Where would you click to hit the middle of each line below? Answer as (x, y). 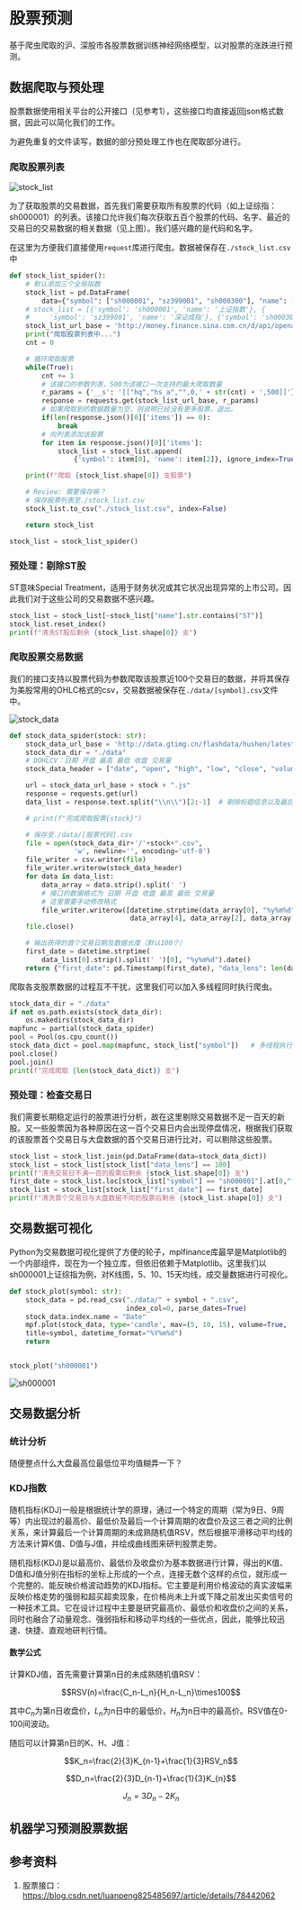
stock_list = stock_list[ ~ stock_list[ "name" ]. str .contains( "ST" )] (136, 615)
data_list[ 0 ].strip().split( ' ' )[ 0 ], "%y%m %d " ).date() (147, 960)
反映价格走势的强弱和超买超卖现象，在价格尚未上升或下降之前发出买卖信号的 (151, 1596)
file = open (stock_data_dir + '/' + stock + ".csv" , (114, 843)
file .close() (50, 927)
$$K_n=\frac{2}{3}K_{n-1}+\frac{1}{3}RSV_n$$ (151, 1760)
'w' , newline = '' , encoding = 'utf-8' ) (142, 851)
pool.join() (31, 1062)
